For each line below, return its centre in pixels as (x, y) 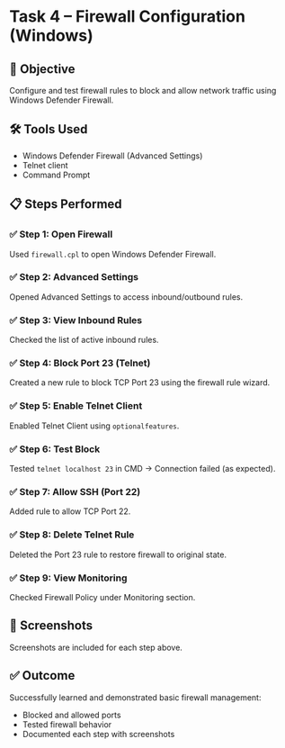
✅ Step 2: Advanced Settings (74, 277)
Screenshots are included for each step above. (96, 647)
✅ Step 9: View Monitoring (68, 578)
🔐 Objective (42, 69)
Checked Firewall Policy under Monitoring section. (102, 597)
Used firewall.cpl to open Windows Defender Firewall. (113, 254)
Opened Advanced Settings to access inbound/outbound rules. (126, 297)
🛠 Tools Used (49, 129)
